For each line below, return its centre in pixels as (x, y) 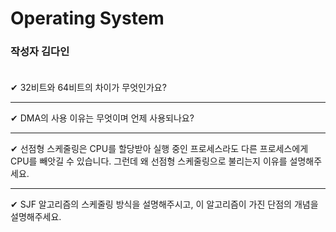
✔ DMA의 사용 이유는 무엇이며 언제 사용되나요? (102, 118)
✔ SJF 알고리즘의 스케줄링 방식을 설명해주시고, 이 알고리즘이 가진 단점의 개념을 (164, 204)
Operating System (87, 18)
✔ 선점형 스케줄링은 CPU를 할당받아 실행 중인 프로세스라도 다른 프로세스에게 (159, 149)
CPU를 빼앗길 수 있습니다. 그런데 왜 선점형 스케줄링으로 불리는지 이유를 (149, 161)
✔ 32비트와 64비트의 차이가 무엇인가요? (88, 88)
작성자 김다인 (40, 52)
